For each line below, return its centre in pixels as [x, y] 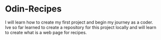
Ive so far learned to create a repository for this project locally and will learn [81, 27]
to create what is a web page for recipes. [46, 32]
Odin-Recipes [33, 9]
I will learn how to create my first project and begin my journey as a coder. [79, 22]
